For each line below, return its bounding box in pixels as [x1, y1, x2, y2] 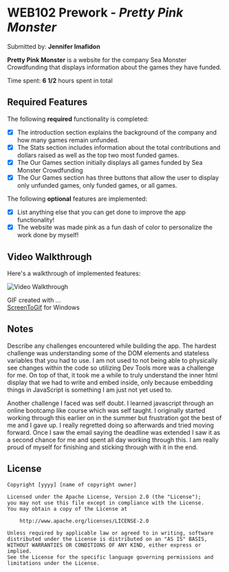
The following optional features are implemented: [7, 195, 148, 203]
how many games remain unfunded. [17, 136, 120, 144]
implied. [7, 547, 32, 555]
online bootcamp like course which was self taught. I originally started [7, 406, 206, 415]
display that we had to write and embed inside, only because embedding [7, 378, 213, 386]
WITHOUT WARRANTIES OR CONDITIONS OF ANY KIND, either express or [7, 542, 201, 549]
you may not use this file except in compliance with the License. [7, 499, 205, 506]
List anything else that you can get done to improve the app [17, 208, 186, 216]
